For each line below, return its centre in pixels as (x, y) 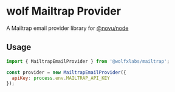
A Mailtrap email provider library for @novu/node (67, 28)
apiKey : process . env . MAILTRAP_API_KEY (61, 78)
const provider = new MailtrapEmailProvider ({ (66, 72)
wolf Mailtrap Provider (64, 11)
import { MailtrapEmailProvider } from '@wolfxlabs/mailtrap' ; (88, 61)
